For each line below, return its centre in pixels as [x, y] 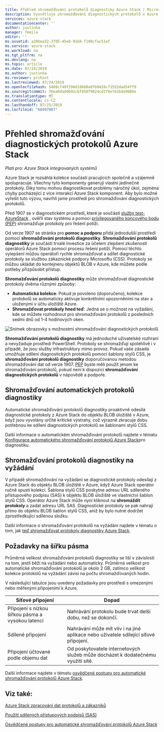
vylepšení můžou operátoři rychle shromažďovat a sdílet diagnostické [75, 254]
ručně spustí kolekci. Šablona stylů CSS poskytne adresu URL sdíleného [78, 490]
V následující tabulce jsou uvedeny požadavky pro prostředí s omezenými [79, 583]
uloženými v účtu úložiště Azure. [45, 304]
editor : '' [16, 37]
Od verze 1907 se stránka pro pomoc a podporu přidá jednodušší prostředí [81, 233]
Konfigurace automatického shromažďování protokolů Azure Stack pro [75, 440]
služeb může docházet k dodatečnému [112, 655]
